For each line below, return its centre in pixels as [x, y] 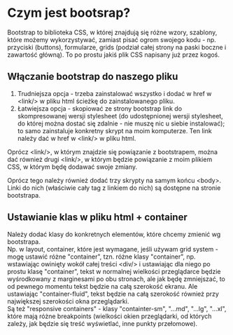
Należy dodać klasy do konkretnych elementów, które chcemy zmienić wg [114, 234]
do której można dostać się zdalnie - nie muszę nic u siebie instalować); [121, 123]
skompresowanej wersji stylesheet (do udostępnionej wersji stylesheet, [120, 116]
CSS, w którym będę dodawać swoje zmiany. [72, 167]
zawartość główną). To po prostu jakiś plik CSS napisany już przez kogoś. [114, 55]
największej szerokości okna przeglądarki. [68, 301]
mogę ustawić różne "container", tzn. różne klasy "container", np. [101, 257]
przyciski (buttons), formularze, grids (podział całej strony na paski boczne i [117, 47]
